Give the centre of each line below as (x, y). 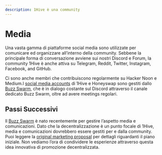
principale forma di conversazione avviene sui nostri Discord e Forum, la (78, 58)
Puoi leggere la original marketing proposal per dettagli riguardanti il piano (80, 137)
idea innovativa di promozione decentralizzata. (52, 147)
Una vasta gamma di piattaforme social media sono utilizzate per (71, 48)
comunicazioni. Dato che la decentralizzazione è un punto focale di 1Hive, (80, 126)
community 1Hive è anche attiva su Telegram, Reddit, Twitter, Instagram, (78, 63)
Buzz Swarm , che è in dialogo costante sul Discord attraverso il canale (76, 89)
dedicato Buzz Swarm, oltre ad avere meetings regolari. (61, 93)
